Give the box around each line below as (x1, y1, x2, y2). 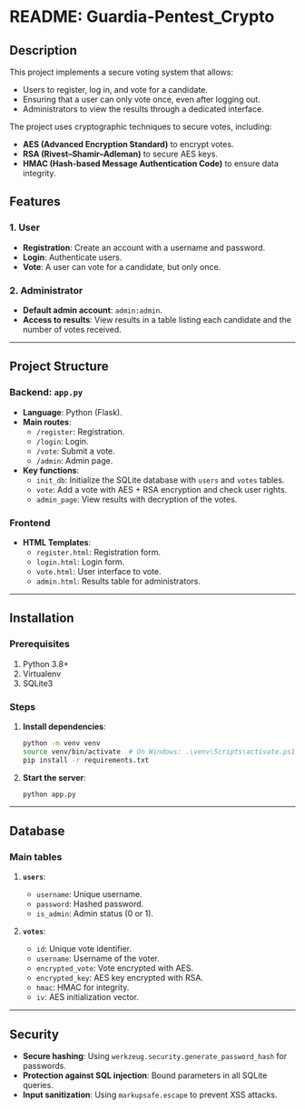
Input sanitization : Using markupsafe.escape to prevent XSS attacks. (22, 1089, 279, 1100)
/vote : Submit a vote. (35, 445, 115, 456)
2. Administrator (9, 284, 84, 296)
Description (9, 43, 77, 58)
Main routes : (22, 416, 72, 427)
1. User (9, 221, 41, 234)
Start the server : (22, 772, 86, 783)
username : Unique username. (35, 889, 143, 900)
